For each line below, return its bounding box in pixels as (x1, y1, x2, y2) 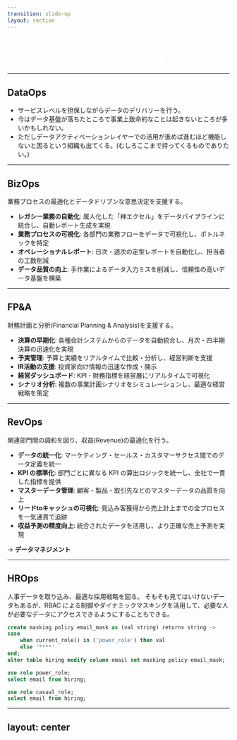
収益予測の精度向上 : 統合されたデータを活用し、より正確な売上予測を (17, 521, 219, 529)
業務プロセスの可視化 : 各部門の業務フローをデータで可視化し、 (17, 230, 201, 238)
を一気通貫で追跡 (17, 512, 68, 521)
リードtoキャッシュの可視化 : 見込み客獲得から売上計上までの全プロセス (17, 503, 226, 512)
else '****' (20, 643, 55, 650)
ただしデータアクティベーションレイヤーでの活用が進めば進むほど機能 (17, 132, 221, 141)
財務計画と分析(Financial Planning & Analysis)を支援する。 (7, 321, 178, 329)
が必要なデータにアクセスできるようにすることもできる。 (7, 610, 174, 618)
